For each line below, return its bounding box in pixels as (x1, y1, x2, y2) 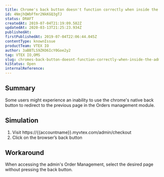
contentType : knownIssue (5, 39, 56, 44)
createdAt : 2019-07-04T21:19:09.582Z (5, 20, 82, 26)
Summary (5, 84, 36, 93)
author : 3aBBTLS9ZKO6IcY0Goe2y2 (5, 48, 71, 53)
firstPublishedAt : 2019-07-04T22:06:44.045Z (5, 35, 97, 39)
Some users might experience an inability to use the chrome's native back (5, 97, 154, 103)
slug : (5, 57, 16, 62)
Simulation (5, 117, 39, 125)
